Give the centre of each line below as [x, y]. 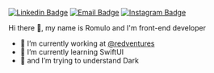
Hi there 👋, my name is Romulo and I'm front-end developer [107, 28]
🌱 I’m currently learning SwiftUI [72, 52]
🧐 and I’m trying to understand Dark [80, 61]
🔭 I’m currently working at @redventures [87, 43]
